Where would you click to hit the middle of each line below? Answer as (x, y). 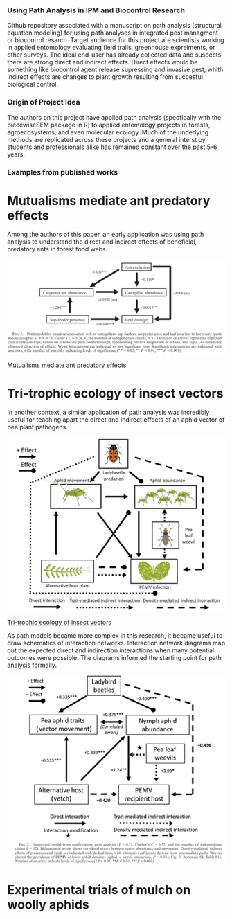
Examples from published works (63, 172)
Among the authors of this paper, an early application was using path (106, 235)
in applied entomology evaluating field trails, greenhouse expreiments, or (111, 48)
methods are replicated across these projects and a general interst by (106, 139)
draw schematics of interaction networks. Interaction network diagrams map (116, 643)
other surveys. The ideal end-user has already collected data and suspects (114, 55)
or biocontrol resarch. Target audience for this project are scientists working (116, 40)
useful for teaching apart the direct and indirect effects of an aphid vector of (116, 420)
